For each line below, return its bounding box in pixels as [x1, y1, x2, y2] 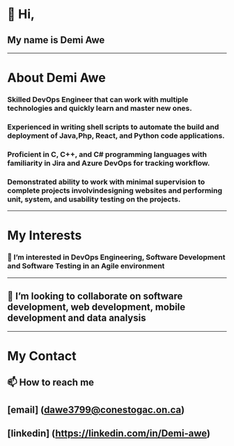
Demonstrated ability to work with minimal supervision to [7, 177, 205, 187]
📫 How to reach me [7, 376, 95, 389]
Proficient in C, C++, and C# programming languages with [7, 149, 208, 159]
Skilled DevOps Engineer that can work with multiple [7, 95, 189, 105]
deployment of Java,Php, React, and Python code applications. [7, 131, 225, 141]
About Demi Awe [7, 70, 106, 86]
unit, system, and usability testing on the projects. [7, 194, 181, 204]
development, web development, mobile [7, 301, 186, 313]
